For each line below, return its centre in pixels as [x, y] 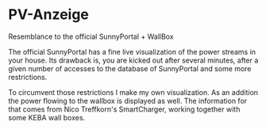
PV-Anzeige [49, 15]
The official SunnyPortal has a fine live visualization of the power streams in [132, 51]
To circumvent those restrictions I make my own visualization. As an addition [133, 92]
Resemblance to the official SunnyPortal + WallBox [91, 36]
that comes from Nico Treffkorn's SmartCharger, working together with [124, 109]
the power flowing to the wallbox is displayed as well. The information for [128, 101]
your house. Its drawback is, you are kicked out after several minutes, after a [133, 60]
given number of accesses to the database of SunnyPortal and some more [130, 68]
